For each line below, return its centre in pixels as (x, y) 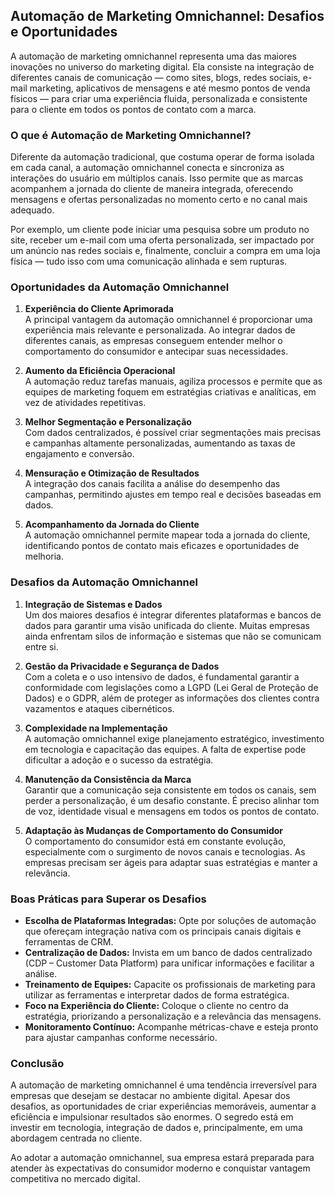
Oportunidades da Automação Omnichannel (120, 287)
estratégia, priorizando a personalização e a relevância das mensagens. (173, 1016)
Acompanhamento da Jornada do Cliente (112, 525)
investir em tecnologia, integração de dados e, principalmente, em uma (156, 1128)
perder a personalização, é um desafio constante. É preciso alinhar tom (172, 800)
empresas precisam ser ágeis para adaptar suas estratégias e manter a (171, 862)
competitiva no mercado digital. (75, 1179)
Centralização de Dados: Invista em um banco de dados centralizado (168, 952)
